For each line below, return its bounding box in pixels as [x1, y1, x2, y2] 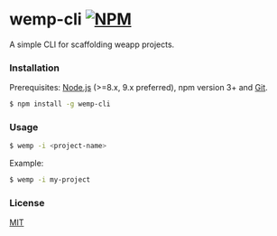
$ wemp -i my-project [9, 175, 91, 184]
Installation [9, 61, 60, 74]
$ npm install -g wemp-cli [9, 99, 111, 109]
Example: [9, 158, 44, 169]
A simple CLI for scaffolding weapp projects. [9, 39, 175, 50]
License [9, 197, 45, 210]
